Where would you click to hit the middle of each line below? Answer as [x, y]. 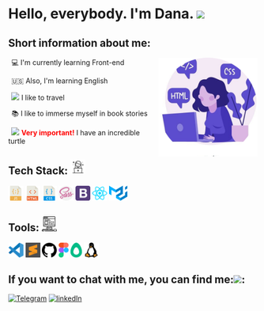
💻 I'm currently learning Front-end [68, 63]
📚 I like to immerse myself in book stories [79, 113]
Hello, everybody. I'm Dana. [101, 14]
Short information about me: [79, 43]
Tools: [24, 228]
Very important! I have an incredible [81, 133]
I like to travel [43, 97]
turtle [17, 141]
